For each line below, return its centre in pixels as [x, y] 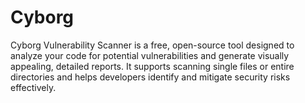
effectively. [33, 87]
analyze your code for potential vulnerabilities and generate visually [150, 55]
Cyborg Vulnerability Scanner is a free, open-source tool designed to [152, 45]
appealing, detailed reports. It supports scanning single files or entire [152, 66]
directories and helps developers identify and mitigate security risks [150, 77]
